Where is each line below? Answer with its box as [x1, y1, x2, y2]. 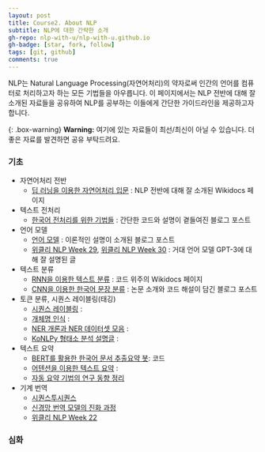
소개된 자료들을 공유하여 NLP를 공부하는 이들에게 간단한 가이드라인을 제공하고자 [8, 98, 255, 107]
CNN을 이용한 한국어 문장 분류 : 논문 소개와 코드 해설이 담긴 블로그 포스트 [31, 284, 258, 294]
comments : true [8, 56, 59, 64]
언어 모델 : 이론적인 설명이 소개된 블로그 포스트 [31, 235, 176, 245]
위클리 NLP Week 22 [31, 412, 97, 423]
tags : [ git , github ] [8, 48, 77, 56]
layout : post [8, 11, 51, 20]
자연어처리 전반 [19, 175, 67, 186]
